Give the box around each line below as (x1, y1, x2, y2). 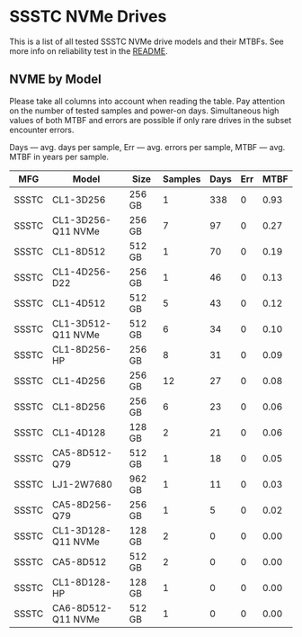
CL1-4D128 (52, 426, 106, 438)
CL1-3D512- (52, 317, 112, 329)
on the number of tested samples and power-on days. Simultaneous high (9, 105, 280, 116)
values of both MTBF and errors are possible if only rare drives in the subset (9, 114, 292, 125)
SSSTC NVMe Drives (9, 6, 167, 27)
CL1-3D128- (52, 524, 112, 536)
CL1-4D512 (52, 297, 106, 310)
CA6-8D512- (52, 601, 112, 614)
